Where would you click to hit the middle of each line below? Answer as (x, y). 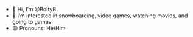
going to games (32, 22)
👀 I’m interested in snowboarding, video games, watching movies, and (100, 16)
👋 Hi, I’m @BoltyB (34, 9)
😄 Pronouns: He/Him (39, 28)
